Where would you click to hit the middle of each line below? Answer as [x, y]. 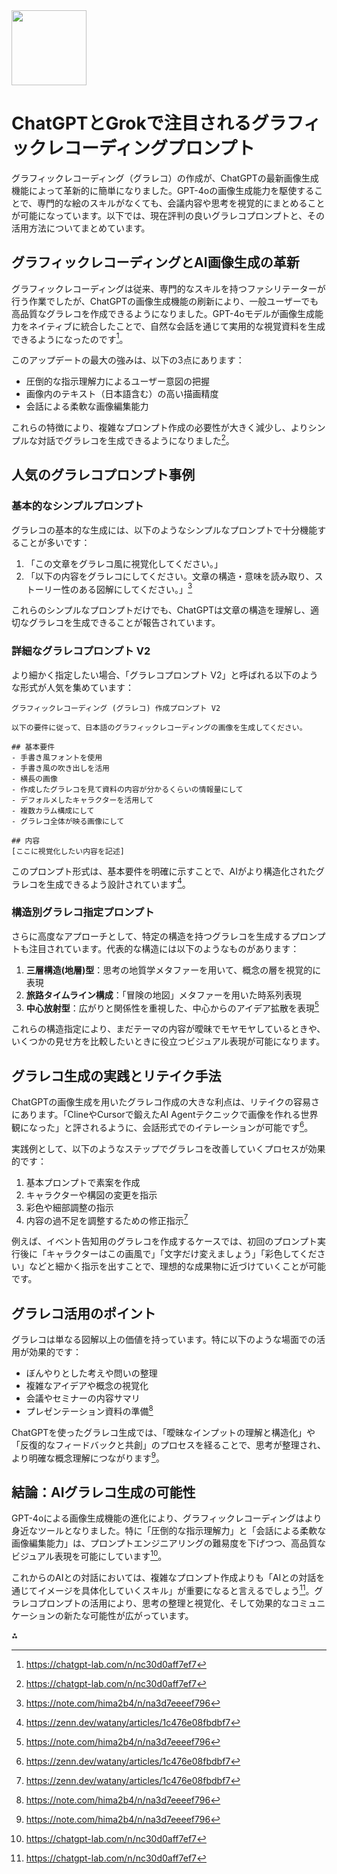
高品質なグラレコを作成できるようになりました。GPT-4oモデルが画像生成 [163, 313]
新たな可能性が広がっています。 [128, 1615]
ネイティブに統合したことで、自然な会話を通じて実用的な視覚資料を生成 [177, 326]
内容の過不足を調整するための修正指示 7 [107, 1219]
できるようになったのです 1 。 [70, 338]
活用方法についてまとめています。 [81, 228]
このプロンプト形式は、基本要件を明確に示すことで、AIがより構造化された [164, 871]
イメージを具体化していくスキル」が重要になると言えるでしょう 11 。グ [180, 1589]
